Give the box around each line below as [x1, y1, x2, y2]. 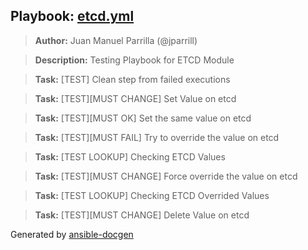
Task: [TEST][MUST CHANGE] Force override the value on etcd [34, 170, 298, 182]
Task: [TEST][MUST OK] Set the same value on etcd [34, 112, 252, 124]
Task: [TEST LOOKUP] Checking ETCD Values [34, 150, 226, 163]
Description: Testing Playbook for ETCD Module [34, 54, 235, 66]
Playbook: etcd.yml [10, 8, 135, 25]
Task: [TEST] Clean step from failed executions [34, 73, 231, 85]
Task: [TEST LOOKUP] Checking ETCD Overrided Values [34, 189, 270, 201]
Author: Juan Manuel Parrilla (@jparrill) [34, 34, 198, 46]
